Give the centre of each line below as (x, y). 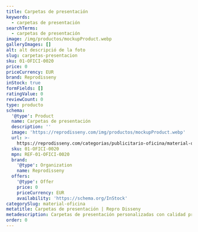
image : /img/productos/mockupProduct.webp (59, 39)
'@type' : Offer (35, 182)
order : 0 (17, 220)
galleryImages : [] (29, 45)
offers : (21, 177)
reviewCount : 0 (25, 99)
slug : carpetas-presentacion (42, 55)
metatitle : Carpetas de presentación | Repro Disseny (74, 209)
